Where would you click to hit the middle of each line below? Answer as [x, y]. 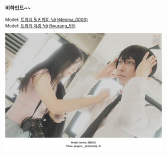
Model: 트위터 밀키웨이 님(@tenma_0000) [46, 20]
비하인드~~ [18, 7]
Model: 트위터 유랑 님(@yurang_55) [41, 26]
